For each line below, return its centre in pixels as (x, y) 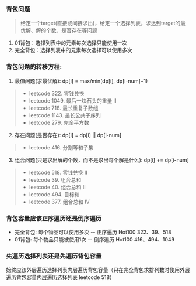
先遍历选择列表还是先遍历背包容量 (54, 256)
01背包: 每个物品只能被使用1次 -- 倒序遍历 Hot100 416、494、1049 (94, 239)
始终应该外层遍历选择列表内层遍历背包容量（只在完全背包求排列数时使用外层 (98, 270)
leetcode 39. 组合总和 (55, 179)
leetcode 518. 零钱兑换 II (58, 172)
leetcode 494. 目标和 (54, 194)
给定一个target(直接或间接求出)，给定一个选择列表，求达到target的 (100, 23)
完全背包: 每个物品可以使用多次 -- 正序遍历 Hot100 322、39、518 (93, 232)
